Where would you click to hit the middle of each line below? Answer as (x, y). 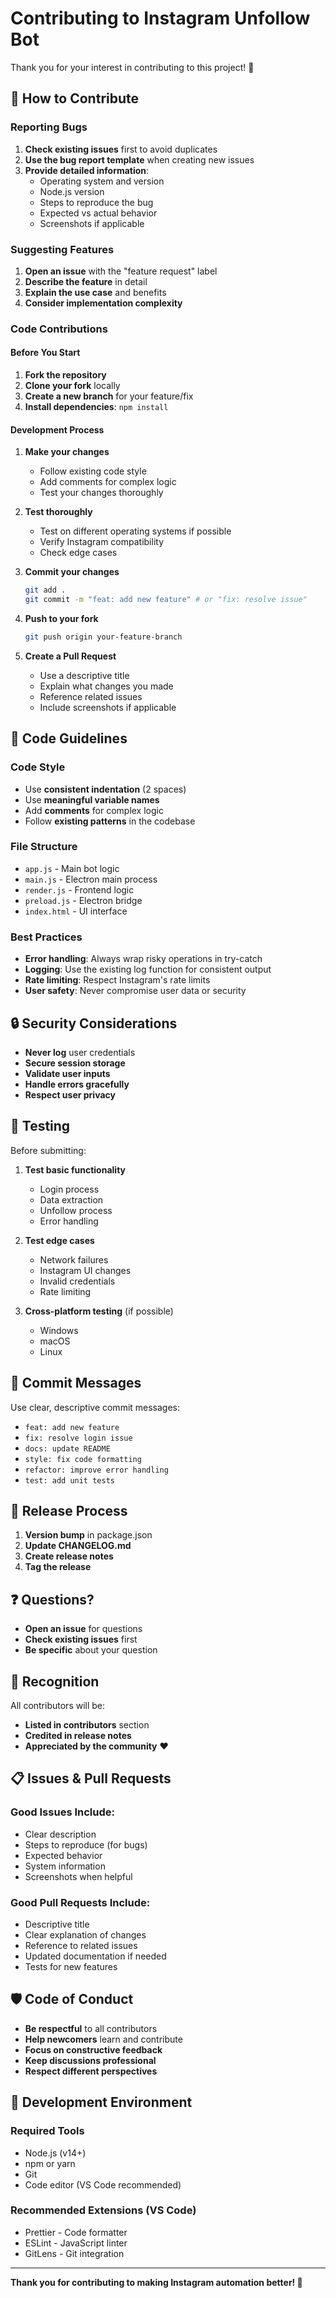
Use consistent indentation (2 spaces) (105, 789)
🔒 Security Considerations (94, 1023)
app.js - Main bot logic (72, 868)
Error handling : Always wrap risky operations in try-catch (143, 959)
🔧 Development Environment (101, 2102)
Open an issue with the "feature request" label (121, 271)
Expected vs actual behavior (98, 213)
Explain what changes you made (106, 686)
